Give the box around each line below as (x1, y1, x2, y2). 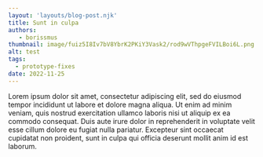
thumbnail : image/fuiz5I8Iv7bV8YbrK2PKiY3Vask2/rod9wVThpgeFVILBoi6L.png (8, 41, 255, 49)
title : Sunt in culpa (8, 19, 79, 27)
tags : (8, 56, 26, 64)
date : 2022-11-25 (8, 70, 65, 78)
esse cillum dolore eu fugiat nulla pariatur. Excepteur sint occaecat (8, 125, 224, 134)
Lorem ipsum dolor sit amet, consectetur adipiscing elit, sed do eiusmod (8, 91, 242, 100)
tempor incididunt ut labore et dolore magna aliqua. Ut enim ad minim (8, 100, 232, 109)
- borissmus (18, 33, 58, 42)
